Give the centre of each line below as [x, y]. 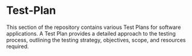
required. [18, 46]
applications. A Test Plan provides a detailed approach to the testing [91, 33]
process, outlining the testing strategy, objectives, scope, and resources [96, 40]
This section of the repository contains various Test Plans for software [94, 27]
